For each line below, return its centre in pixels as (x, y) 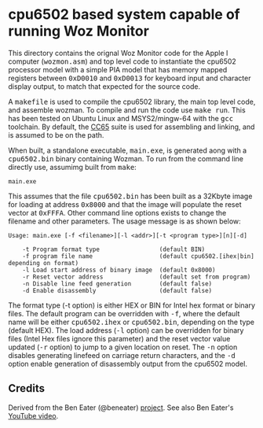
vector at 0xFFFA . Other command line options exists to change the (117, 212)
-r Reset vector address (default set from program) (137, 277)
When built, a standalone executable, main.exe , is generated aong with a (128, 150)
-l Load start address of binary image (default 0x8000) (119, 270)
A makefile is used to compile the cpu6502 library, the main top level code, (132, 101)
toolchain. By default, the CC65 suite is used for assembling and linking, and (131, 127)
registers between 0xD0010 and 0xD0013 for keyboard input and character (130, 78)
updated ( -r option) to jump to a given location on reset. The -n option (123, 347)
